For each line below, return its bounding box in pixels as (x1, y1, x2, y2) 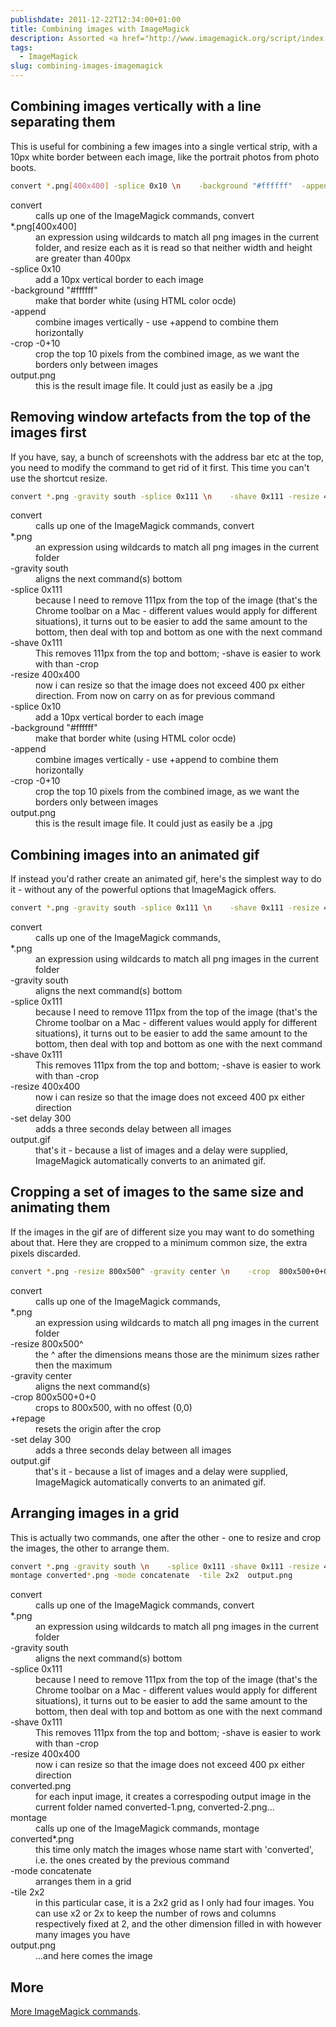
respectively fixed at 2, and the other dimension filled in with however (35, 1918, 322, 1930)
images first (10, 424, 87, 441)
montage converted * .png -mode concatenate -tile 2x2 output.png (10, 1571, 293, 1581)
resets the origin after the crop (35, 1422, 162, 1435)
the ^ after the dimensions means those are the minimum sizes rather (35, 1348, 320, 1360)
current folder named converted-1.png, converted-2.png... (35, 1801, 275, 1813)
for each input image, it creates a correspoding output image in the (35, 1791, 312, 1803)
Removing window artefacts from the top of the (10, 409, 312, 426)
